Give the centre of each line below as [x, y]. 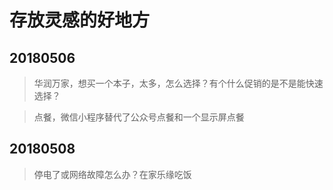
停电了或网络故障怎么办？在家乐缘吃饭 [112, 174]
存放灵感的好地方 [80, 20]
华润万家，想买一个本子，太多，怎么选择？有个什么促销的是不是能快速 [178, 83]
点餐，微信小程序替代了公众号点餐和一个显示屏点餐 [139, 117]
